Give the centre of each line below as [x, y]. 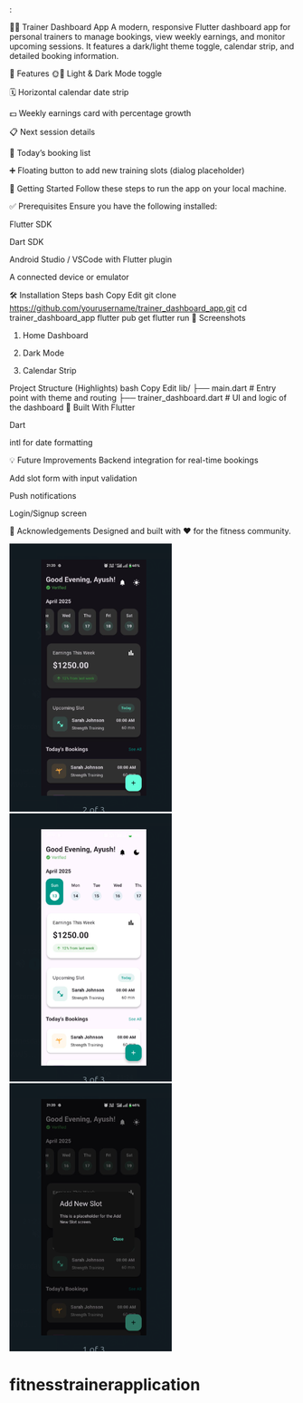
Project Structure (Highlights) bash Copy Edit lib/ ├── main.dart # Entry [143, 388]
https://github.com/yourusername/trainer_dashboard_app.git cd [128, 308]
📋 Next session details [52, 132]
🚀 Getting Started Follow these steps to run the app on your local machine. [148, 189]
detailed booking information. [64, 56]
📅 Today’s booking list [50, 153]
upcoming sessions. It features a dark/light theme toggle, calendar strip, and [152, 46]
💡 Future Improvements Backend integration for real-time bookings [134, 460]
